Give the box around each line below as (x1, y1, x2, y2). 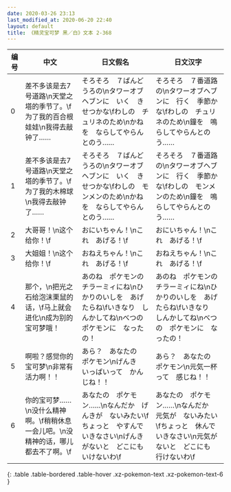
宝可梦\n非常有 (25, 362, 74, 372)
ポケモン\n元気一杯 (155, 362, 218, 372)
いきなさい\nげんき (81, 432, 144, 441)
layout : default (7, 23, 54, 30)
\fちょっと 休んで (155, 421, 216, 431)
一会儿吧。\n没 (25, 427, 74, 436)
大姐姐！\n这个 (25, 249, 74, 258)
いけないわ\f (81, 452, 122, 462)
